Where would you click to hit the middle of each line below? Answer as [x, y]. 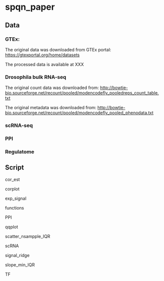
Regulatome [20, 152]
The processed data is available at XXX [44, 64]
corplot [12, 189]
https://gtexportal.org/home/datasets [42, 55]
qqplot [12, 227]
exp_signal [16, 198]
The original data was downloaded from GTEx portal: [58, 49]
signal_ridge [17, 255]
